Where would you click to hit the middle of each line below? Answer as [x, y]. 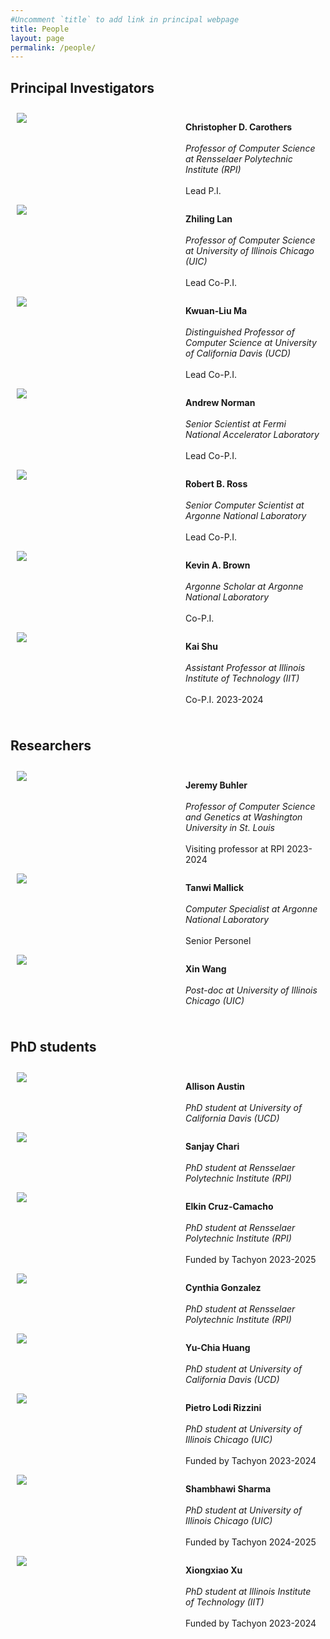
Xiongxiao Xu [214, 1570]
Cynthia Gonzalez [223, 1287]
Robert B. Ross [216, 484]
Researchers [51, 746]
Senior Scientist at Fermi [236, 424]
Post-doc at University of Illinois [251, 990]
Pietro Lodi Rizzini [223, 1407]
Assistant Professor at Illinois [245, 668]
